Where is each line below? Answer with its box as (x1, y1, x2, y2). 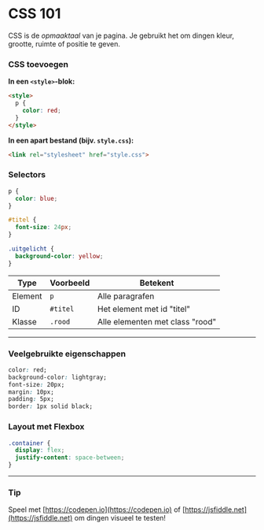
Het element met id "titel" (97, 303, 191, 314)
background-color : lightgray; (8, 373, 108, 381)
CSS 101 (8, 5, 61, 23)
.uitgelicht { (8, 245, 55, 253)
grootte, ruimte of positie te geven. (8, 39, 120, 48)
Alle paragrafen (97, 291, 155, 302)
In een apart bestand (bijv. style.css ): (8, 135, 134, 145)
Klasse (12, 316, 37, 327)
